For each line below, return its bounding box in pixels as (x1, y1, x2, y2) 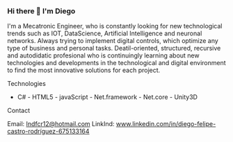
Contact (7, 107, 30, 115)
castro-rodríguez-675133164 (7, 127, 90, 136)
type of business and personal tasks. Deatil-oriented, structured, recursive (7, 44, 221, 53)
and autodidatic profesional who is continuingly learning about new (7, 51, 200, 60)
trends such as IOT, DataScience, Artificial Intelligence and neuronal (7, 29, 202, 37)
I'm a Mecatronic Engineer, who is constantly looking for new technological (7, 22, 223, 30)
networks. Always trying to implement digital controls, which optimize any (7, 37, 219, 45)
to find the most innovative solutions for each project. (7, 66, 161, 75)
